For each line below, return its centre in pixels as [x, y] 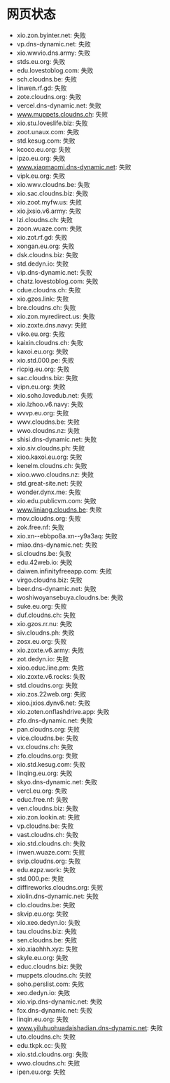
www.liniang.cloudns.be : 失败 [59, 510]
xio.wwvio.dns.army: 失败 [54, 53]
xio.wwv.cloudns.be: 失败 [53, 184]
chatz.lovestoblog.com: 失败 [57, 281]
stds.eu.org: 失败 [41, 61]
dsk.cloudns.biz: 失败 [47, 254]
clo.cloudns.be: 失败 [46, 904]
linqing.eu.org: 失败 [44, 773]
